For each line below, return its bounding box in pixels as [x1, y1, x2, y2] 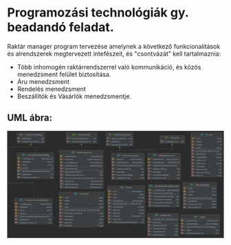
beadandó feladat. [7, 19, 115, 35]
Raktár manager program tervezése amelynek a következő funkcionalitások [7, 42, 221, 50]
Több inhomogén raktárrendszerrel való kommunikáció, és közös [16, 63, 201, 71]
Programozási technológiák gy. [7, 5, 189, 21]
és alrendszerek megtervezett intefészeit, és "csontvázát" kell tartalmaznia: [7, 50, 221, 58]
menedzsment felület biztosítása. [16, 70, 111, 78]
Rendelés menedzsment [16, 85, 86, 93]
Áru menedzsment [16, 77, 70, 85]
